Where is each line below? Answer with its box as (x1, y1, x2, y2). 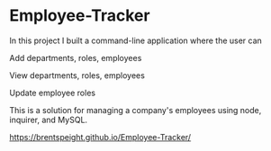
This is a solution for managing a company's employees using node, (9, 104, 262, 115)
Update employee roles (9, 87, 96, 98)
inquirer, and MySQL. (9, 114, 88, 125)
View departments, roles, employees (9, 69, 146, 81)
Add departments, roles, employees (9, 52, 142, 63)
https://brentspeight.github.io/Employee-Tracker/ (9, 131, 192, 142)
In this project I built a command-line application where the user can (9, 35, 263, 46)
